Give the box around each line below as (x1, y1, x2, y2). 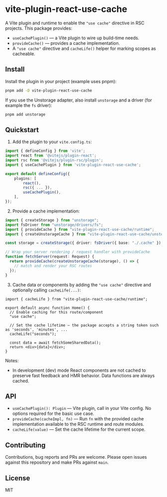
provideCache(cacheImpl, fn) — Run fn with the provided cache (12, 416, 144, 422)
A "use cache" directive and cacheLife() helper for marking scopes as (12, 45, 156, 51)
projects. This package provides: (5, 25, 73, 31)
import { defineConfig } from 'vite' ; (5, 148, 85, 154)
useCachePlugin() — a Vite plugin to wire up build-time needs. (12, 35, 140, 41)
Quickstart (5, 125, 39, 134)
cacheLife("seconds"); (9, 331, 57, 336)
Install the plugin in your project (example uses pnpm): (5, 78, 117, 84)
